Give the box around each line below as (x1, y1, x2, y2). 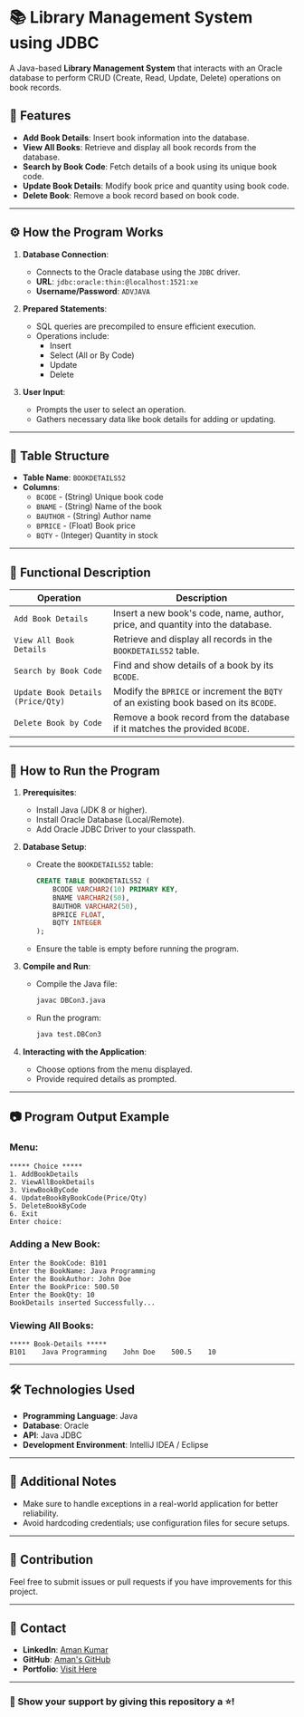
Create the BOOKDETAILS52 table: (35, 859, 154, 870)
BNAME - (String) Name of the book (35, 501, 163, 512)
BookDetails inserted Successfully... (9, 1297, 156, 1307)
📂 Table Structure (9, 448, 110, 463)
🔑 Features (9, 108, 71, 123)
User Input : (22, 386, 66, 397)
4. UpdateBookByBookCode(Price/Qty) (9, 1193, 147, 1202)
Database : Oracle (22, 1420, 89, 1431)
